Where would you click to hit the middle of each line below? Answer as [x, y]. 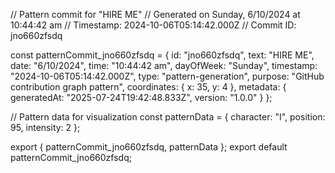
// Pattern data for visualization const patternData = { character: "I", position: [168, 117]
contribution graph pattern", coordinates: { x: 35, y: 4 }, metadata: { [148, 87]
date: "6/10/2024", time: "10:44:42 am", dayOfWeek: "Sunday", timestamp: [164, 65]
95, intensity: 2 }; [45, 127]
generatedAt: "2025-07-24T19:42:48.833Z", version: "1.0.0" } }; [141, 97]
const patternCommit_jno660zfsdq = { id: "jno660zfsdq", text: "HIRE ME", [162, 55]
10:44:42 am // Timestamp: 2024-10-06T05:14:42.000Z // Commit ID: [153, 25]
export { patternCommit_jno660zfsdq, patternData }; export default [149, 147]
